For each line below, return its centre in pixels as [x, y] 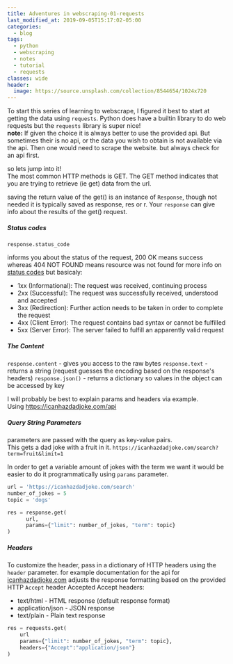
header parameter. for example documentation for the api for [94, 573]
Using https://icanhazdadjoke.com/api [62, 407]
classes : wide [28, 78]
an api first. [23, 155]
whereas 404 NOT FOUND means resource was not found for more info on [115, 265]
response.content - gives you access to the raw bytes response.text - [107, 364]
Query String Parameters [45, 422]
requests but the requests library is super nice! [74, 126]
